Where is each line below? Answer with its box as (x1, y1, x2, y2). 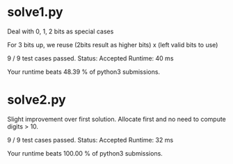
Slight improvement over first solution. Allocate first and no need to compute (7, 115, 226, 123)
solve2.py (7, 92, 66, 108)
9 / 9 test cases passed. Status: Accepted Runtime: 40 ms (7, 54, 174, 63)
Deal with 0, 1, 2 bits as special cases (7, 27, 114, 35)
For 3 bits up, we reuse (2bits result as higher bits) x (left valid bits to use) (7, 40, 218, 49)
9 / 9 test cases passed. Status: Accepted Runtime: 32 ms (7, 136, 174, 144)
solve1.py (7, 4, 64, 20)
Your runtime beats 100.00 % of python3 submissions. (7, 149, 163, 157)
